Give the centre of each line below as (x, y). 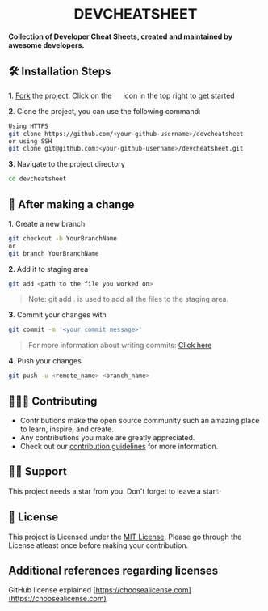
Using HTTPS (28, 126)
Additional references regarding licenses (113, 571)
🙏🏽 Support (38, 471)
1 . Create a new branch (47, 223)
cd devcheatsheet (38, 179)
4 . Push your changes (45, 361)
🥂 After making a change (71, 204)
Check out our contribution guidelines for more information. (119, 446)
